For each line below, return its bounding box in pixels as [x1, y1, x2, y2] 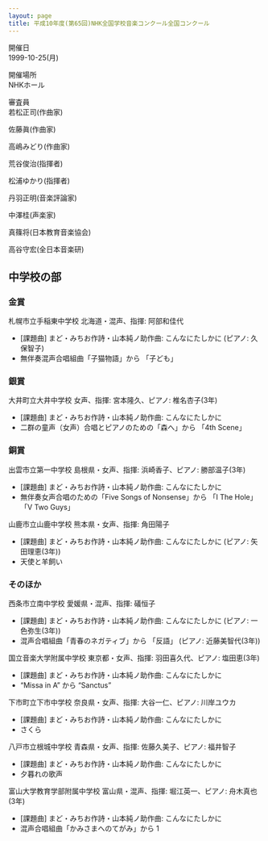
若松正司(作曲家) [8, 107, 64, 117]
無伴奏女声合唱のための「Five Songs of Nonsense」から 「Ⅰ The [19, 492, 233, 501]
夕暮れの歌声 [19, 769, 63, 779]
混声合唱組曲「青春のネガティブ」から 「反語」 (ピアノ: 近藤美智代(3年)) [19, 636, 261, 646]
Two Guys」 [34, 502, 75, 512]
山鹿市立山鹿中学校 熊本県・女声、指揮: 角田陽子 [8, 519, 170, 529]
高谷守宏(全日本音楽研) [8, 244, 85, 254]
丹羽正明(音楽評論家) [8, 193, 78, 203]
